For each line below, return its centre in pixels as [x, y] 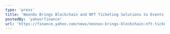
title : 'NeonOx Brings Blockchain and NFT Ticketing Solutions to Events [85, 14]
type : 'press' [20, 10]
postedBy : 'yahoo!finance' [34, 19]
